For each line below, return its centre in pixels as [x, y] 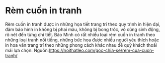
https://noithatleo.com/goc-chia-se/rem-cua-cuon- [101, 50]
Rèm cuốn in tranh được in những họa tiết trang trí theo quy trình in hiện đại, [83, 24]
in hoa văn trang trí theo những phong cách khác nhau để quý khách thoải [81, 45]
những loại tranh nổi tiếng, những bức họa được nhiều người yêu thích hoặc [82, 40]
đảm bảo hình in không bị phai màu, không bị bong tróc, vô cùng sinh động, [82, 29]
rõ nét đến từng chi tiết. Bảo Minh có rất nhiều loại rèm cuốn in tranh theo [80, 34]
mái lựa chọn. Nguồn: [27, 50]
